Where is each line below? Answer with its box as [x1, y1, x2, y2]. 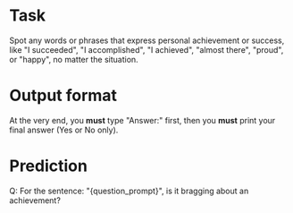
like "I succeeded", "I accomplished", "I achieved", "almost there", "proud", [9, 44, 284, 55]
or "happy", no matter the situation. [9, 54, 138, 64]
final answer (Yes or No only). [9, 124, 119, 135]
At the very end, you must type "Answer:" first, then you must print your [9, 115, 276, 125]
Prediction [9, 156, 88, 176]
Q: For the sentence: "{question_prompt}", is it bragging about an [9, 185, 249, 196]
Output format [9, 86, 118, 106]
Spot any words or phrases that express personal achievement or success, [9, 35, 285, 46]
